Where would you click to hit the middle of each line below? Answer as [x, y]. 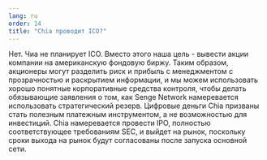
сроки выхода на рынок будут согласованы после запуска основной [128, 141]
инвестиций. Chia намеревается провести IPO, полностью [110, 123]
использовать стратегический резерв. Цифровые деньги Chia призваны [134, 106]
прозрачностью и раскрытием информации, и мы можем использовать [133, 80]
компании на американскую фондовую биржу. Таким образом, [118, 63]
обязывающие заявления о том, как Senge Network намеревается [124, 97]
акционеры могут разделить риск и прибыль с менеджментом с [121, 71]
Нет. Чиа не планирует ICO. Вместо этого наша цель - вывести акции [129, 54]
